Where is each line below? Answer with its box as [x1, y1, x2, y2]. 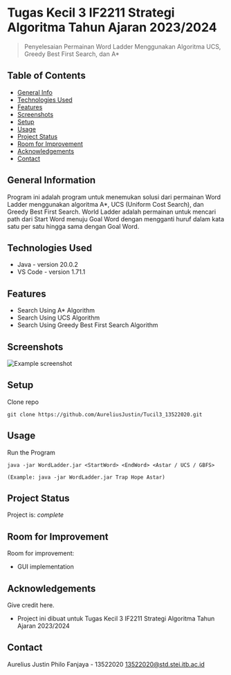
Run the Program [7, 448, 55, 456]
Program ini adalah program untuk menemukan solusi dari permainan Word [7, 192, 221, 201]
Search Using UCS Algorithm [17, 313, 100, 322]
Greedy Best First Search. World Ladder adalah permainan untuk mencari [7, 207, 216, 216]
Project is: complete [7, 510, 64, 519]
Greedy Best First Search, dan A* [24, 50, 120, 58]
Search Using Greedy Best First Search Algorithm [17, 321, 158, 329]
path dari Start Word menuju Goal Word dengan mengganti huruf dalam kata [7, 214, 225, 223]
